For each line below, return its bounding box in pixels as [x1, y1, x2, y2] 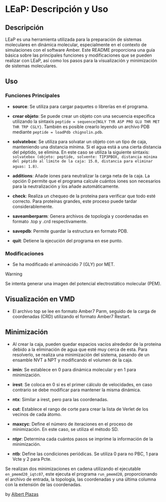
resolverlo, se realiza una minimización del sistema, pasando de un [12, 351, 150, 357]
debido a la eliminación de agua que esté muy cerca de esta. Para [12, 346, 148, 352]
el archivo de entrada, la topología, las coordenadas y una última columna [5, 476, 157, 482]
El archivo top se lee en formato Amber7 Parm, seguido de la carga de [12, 308, 157, 314]
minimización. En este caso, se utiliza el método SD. [12, 426, 119, 432]
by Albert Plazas [5, 491, 39, 497]
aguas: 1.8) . [12, 163, 39, 169]
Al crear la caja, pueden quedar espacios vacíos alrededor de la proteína [12, 341, 162, 347]
